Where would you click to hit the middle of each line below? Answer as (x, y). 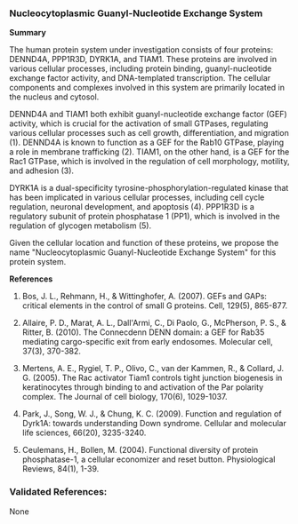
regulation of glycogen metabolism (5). (81, 226)
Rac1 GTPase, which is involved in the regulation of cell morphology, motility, (149, 162)
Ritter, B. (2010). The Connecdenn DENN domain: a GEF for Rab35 (143, 332)
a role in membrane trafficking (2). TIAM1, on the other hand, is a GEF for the (149, 152)
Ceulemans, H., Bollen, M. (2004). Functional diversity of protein (140, 450)
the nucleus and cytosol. (54, 97)
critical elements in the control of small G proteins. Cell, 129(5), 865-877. (155, 306)
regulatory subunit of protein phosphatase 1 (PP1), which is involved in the (145, 217)
